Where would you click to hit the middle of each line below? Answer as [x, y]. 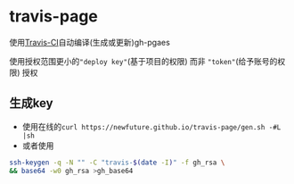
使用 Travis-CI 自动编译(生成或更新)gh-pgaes [90, 42]
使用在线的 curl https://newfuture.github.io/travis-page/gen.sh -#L [151, 126]
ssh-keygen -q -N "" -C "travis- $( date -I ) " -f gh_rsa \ [117, 163]
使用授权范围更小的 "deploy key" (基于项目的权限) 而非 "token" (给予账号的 [143, 61]
